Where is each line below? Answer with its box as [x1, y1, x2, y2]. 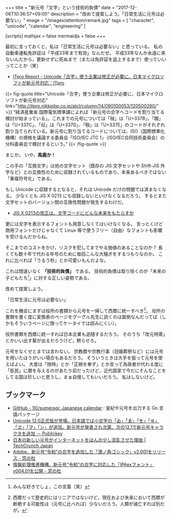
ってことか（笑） [5, 63, 41, 69]
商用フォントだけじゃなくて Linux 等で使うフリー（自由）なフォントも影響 [5, 227, 163, 233]
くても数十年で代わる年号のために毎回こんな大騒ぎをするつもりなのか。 [5, 251, 158, 257]
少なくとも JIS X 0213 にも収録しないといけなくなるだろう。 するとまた [15, 193, 167, 198]
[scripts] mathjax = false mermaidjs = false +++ [5, 33, 106, 39]
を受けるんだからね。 [5, 234, 50, 239]
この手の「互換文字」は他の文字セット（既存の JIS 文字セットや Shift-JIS [5, 163, 160, 169]
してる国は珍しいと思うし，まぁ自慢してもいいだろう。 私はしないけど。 [5, 374, 158, 380]
